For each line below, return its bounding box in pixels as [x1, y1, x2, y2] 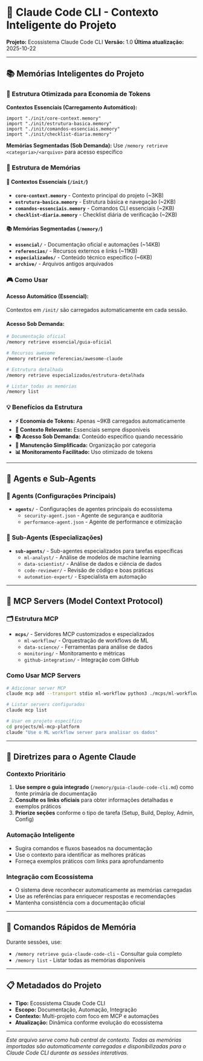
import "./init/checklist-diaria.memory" [6, 131, 112, 137]
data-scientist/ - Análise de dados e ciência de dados [24, 560, 162, 567]
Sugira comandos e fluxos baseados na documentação [14, 845, 153, 852]
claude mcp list [6, 707, 47, 713]
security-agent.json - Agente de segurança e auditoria [24, 512, 163, 519]
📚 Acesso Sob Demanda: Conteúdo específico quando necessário [14, 432, 183, 440]
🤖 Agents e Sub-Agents [6, 473, 97, 484]
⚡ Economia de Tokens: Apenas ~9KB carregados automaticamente [14, 417, 185, 424]
